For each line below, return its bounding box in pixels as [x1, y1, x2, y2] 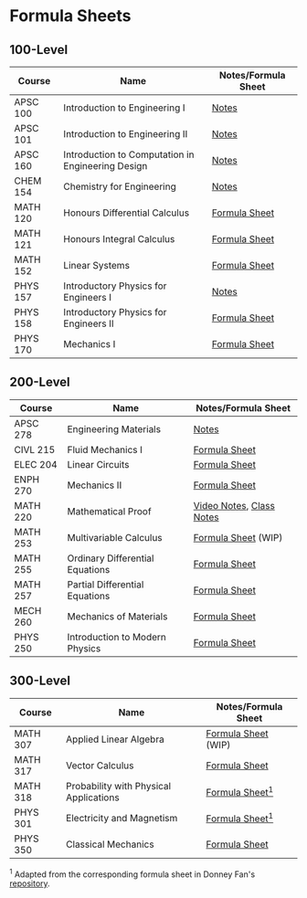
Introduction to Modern [67, 630, 167, 643]
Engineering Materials [67, 422, 162, 435]
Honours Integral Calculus [63, 233, 175, 245]
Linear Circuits [67, 458, 130, 470]
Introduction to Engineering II [63, 128, 188, 140]
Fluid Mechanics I [67, 443, 143, 456]
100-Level [9, 42, 69, 58]
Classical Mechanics [65, 838, 154, 850]
